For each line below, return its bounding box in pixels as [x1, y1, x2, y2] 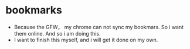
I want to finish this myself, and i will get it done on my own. [13, 36, 158, 43]
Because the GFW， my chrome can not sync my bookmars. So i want [13, 23, 184, 30]
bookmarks [5, 3, 62, 17]
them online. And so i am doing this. [13, 30, 101, 37]
